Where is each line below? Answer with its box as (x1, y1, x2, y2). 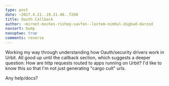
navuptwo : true (5, 31, 38, 36)
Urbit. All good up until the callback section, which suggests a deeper (5, 54, 151, 60)
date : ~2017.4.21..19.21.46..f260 (5, 12, 79, 17)
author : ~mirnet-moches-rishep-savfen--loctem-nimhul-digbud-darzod (5, 21, 153, 27)
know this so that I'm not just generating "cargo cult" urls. (5, 65, 126, 71)
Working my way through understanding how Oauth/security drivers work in (5, 49, 164, 55)
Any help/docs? (5, 75, 38, 81)
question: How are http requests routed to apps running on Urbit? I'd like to (5, 60, 162, 66)
